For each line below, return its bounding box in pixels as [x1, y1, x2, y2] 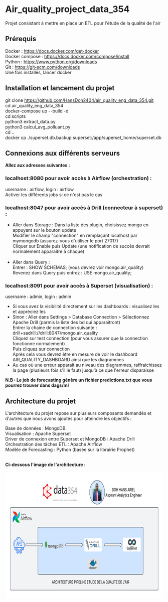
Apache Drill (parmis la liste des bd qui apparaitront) [12, 320, 120, 326]
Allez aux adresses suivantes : [5, 162, 70, 169]
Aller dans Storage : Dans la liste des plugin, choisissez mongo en [12, 222, 149, 228]
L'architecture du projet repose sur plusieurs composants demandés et [5, 410, 152, 416]
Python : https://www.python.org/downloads [5, 59, 97, 65]
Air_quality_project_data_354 [5, 4, 130, 15]
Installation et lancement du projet [5, 84, 115, 92]
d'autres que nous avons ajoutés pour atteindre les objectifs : [5, 415, 132, 422]
